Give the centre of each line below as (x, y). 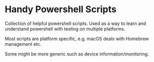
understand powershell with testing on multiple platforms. (65, 28)
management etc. (23, 44)
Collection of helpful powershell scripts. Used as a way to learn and (75, 23)
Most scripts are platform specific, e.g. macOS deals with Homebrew (77, 39)
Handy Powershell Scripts (61, 9)
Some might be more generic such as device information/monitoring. (77, 54)
